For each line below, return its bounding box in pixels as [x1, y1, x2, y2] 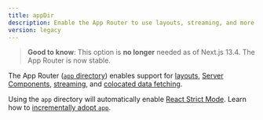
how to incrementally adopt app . [8, 103, 111, 112]
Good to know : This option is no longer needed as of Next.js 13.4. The [27, 48, 255, 57]
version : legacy [8, 26, 61, 34]
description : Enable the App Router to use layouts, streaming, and [8, 19, 237, 27]
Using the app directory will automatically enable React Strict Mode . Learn [8, 95, 247, 104]
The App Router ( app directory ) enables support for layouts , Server [8, 71, 224, 81]
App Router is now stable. [27, 56, 111, 65]
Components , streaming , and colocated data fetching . [8, 79, 183, 89]
